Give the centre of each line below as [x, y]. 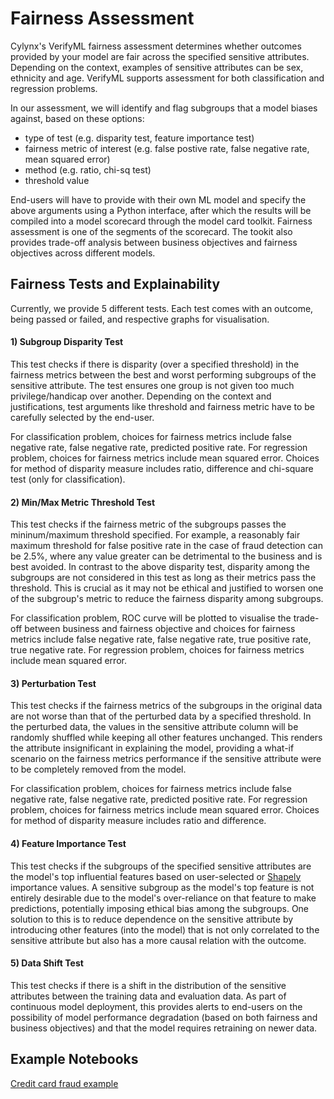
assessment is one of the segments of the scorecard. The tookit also [151, 231]
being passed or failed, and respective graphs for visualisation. [140, 319]
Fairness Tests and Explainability [115, 284]
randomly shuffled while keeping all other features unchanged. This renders [166, 738]
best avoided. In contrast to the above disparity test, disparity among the [160, 567]
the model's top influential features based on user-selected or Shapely [156, 876]
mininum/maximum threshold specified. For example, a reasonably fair [155, 535]
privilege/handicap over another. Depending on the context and [141, 396]
